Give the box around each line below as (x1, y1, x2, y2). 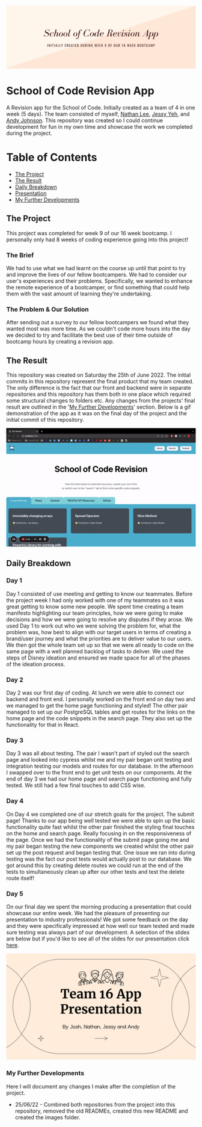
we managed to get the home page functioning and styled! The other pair (6, 702, 188, 709)
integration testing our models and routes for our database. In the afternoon (6, 762, 194, 770)
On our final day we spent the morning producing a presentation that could (6, 903, 192, 910)
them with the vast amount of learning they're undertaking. (6, 290, 152, 297)
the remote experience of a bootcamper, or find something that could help (6, 283, 190, 291)
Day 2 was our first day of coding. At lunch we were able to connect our (6, 689, 185, 697)
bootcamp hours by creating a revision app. (6, 338, 114, 345)
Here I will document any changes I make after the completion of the (6, 1082, 176, 1090)
